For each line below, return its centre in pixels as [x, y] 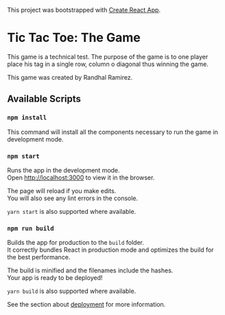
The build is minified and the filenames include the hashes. [90, 270]
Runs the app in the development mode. [63, 170]
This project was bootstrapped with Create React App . [84, 10]
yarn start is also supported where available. [72, 211]
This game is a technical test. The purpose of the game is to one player [108, 56]
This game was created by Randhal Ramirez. [70, 77]
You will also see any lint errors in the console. [73, 198]
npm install [27, 118]
